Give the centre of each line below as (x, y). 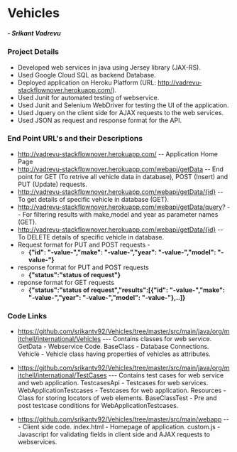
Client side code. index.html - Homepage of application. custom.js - (121, 427)
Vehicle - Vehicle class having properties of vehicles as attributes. (114, 354)
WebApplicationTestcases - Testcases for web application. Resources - (122, 391)
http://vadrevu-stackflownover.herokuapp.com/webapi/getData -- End (120, 169)
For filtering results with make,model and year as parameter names (120, 214)
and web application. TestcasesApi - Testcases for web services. (113, 383)
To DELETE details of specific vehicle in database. (91, 237)
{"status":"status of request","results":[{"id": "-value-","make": (127, 290)
